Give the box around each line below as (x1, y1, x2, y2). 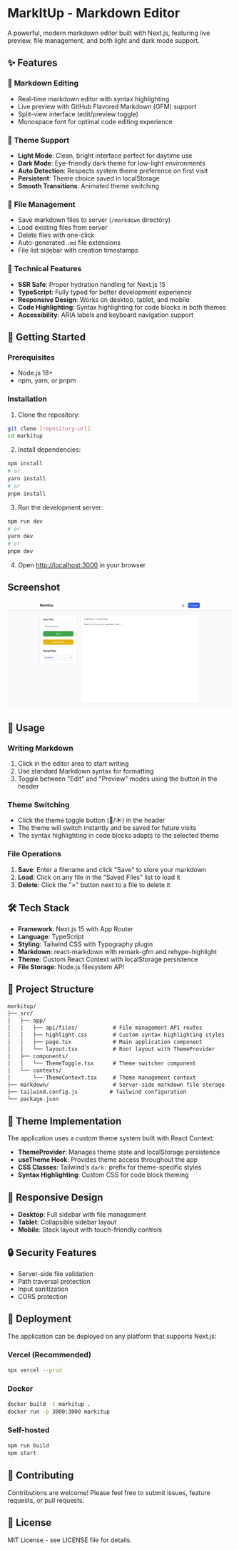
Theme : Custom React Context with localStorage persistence (17, 955, 198, 963)
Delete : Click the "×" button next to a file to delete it (17, 880, 171, 889)
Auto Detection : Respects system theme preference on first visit (17, 166, 208, 175)
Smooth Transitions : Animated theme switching (17, 181, 159, 190)
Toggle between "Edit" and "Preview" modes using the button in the (17, 774, 218, 783)
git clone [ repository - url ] (7, 425, 91, 432)
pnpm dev (7, 548, 34, 555)
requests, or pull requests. (7, 1496, 85, 1504)
